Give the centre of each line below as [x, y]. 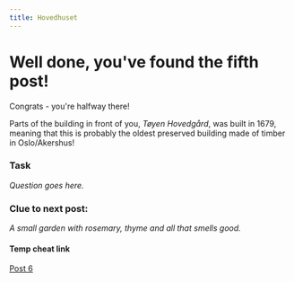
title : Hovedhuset [43, 18]
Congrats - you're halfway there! [69, 106]
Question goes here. [47, 185]
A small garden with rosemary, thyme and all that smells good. [125, 228]
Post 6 [21, 269]
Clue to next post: [49, 208]
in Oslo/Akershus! [42, 142]
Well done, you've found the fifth [134, 62]
